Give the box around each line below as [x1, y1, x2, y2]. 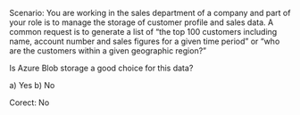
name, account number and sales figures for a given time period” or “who [9, 36, 280, 46]
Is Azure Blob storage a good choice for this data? [9, 62, 194, 73]
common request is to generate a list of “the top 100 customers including [9, 27, 278, 37]
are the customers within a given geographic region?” [9, 45, 207, 56]
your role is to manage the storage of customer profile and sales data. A [9, 17, 274, 28]
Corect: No [9, 97, 50, 108]
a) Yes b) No [9, 80, 55, 90]
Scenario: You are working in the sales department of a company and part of [9, 8, 291, 18]
